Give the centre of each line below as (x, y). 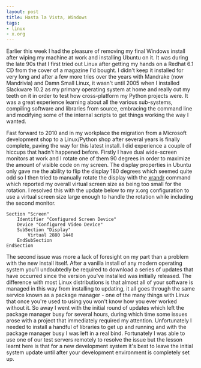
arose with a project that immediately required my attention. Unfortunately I (99, 321)
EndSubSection (34, 241)
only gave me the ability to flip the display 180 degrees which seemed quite (99, 171)
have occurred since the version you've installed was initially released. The (99, 276)
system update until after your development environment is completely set (98, 352)
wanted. (16, 121)
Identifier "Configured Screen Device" (67, 220)
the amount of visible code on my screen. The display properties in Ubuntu (99, 165)
